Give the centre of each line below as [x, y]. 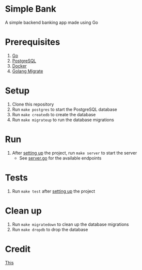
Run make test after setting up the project [54, 191]
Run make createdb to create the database [54, 114]
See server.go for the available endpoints [60, 158]
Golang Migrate [28, 71]
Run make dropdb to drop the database [50, 229]
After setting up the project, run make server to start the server [74, 153]
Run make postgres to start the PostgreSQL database [64, 109]
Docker [19, 66]
